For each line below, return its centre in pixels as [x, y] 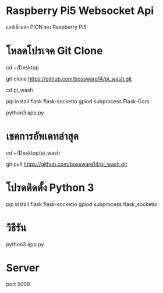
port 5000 [18, 284]
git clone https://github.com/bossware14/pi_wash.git [69, 79]
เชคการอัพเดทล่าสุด [42, 136]
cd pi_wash [20, 90]
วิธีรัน [16, 227]
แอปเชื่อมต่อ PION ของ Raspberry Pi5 [46, 27]
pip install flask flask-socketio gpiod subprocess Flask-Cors [78, 101]
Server [23, 268]
